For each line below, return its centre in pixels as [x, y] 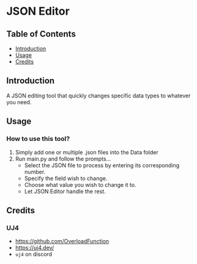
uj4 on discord [34, 254]
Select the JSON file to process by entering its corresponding [102, 165]
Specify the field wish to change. [66, 178]
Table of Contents [41, 34]
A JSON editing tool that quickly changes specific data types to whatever [98, 96]
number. [35, 172]
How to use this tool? [38, 139]
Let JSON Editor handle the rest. [65, 191]
